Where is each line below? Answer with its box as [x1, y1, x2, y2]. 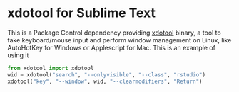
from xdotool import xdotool [7, 64, 94, 71]
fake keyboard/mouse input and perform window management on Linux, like [7, 35, 232, 44]
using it [7, 51, 29, 59]
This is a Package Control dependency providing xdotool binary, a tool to [7, 28, 221, 37]
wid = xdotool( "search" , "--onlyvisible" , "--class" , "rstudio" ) [7, 71, 205, 79]
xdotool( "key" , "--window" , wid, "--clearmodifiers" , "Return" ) [7, 78, 203, 85]
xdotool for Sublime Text [7, 5, 156, 21]
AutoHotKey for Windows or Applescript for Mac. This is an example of [7, 43, 216, 52]
